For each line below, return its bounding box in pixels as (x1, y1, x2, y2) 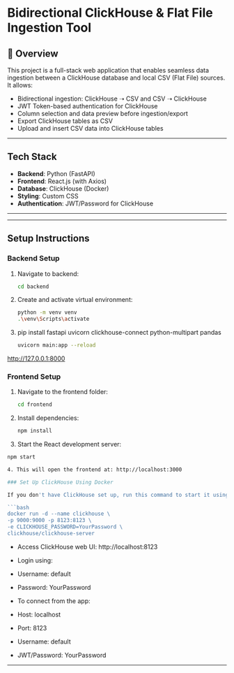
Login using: (17, 556, 54, 564)
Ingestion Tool (7, 20, 92, 36)
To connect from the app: (17, 596, 91, 605)
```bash (7, 504, 30, 511)
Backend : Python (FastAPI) (17, 169, 95, 178)
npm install (17, 428, 52, 435)
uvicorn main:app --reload (17, 342, 96, 349)
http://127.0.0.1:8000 (7, 354, 65, 363)
